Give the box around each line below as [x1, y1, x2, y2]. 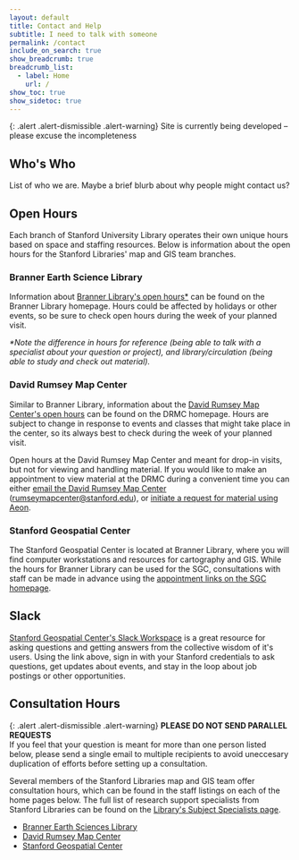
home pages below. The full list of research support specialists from [9, 794, 260, 805]
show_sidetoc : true [9, 96, 82, 106]
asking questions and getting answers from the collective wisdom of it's [9, 642, 274, 652]
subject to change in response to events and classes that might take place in [9, 418, 291, 429]
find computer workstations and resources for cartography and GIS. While [9, 554, 282, 565]
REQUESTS [9, 729, 52, 740]
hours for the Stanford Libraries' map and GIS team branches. [9, 249, 237, 260]
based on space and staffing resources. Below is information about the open [9, 239, 291, 250]
